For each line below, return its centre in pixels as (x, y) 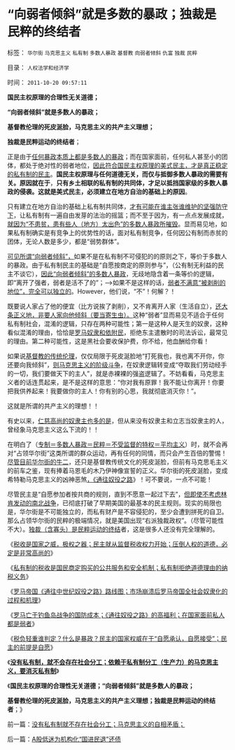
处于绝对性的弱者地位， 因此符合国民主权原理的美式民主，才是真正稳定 (127, 165)
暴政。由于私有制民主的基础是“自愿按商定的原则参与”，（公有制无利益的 (115, 265)
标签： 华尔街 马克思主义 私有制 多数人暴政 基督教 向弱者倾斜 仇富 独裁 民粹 (102, 52)
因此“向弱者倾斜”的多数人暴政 (84, 274)
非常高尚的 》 (38, 553)
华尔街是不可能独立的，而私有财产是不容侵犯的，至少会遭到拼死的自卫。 (123, 511)
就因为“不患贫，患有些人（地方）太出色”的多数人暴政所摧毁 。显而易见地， (114, 224)
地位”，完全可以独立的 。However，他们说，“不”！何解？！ (92, 291)
